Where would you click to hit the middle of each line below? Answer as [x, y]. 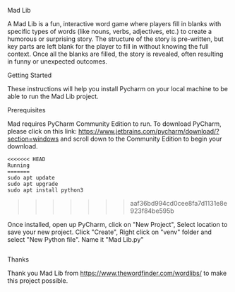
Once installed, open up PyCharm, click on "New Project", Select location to [117, 224]
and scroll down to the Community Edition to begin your [141, 139]
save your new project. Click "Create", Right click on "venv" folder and [109, 232]
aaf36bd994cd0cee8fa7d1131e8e [179, 203]
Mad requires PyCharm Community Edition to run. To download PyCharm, [115, 124]
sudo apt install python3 [45, 190]
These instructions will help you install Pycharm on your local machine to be [117, 89]
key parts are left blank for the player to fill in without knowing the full [108, 46]
